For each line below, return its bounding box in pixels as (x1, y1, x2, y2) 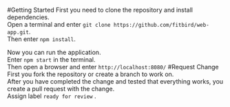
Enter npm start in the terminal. (7, 56, 96, 64)
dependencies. (7, 13, 50, 21)
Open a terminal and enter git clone (7, 21, 111, 28)
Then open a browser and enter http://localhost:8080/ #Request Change (7, 63, 219, 71)
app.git (7, 29, 30, 36)
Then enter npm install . (7, 35, 76, 43)
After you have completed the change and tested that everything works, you (7, 78, 224, 85)
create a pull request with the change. (7, 85, 115, 93)
